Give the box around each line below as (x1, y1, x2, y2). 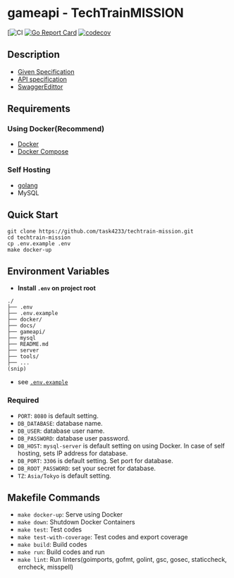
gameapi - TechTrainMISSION (7, 5, 185, 21)
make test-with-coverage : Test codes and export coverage (17, 533, 188, 541)
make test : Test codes (17, 525, 82, 534)
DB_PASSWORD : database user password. (17, 433, 130, 442)
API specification (17, 75, 67, 83)
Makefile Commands (7, 492, 101, 504)
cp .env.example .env (7, 240, 71, 247)
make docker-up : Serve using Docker (17, 510, 123, 519)
